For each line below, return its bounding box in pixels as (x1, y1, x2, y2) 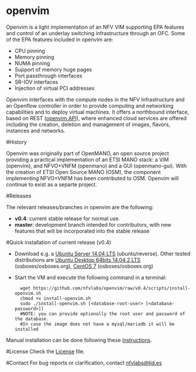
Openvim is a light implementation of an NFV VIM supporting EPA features (6, 23, 184, 30)
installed (14, 326, 39, 332)
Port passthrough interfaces (14, 72, 82, 79)
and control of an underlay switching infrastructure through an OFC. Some (6, 29, 185, 36)
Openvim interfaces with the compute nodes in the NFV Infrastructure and (6, 95, 185, 103)
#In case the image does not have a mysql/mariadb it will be (20, 321, 175, 327)
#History (6, 138, 27, 145)
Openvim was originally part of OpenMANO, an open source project (6, 149, 170, 156)
